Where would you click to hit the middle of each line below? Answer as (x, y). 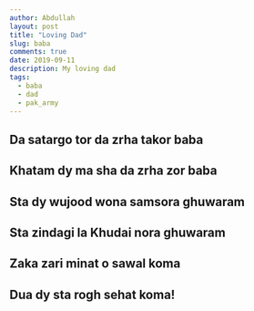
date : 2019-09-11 (42, 60)
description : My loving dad (63, 69)
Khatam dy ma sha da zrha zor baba (113, 171)
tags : (20, 78)
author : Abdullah (42, 18)
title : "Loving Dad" (49, 35)
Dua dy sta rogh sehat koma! (92, 294)
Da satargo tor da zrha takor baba (107, 139)
